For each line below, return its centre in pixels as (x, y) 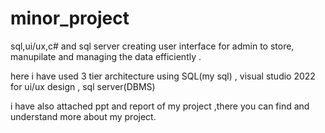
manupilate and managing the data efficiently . (106, 56)
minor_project (70, 18)
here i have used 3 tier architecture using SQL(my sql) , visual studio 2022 (163, 76)
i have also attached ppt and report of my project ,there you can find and (160, 106)
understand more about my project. (83, 116)
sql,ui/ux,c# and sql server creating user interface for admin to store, (152, 46)
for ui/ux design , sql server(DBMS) (83, 86)
